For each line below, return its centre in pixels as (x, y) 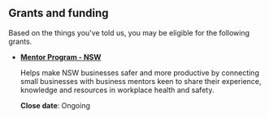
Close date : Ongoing (55, 105)
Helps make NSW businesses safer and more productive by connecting (140, 73)
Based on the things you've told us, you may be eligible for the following (129, 32)
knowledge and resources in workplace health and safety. (117, 90)
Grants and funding (59, 13)
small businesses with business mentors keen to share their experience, (141, 81)
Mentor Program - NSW (61, 57)
